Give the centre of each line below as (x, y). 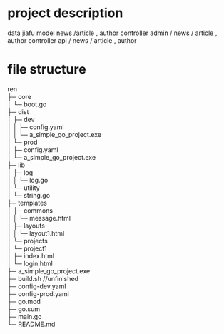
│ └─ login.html (30, 263)
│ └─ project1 (27, 248)
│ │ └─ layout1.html (36, 233)
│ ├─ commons (30, 210)
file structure (47, 70)
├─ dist (18, 111)
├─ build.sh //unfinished (43, 278)
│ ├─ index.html (31, 255)
